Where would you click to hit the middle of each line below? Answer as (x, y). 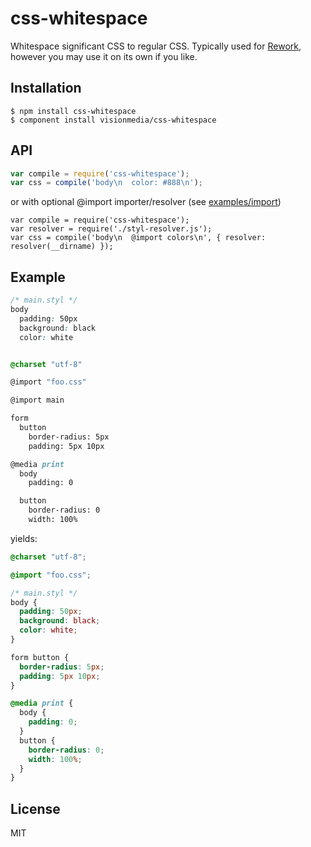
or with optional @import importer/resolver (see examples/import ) (146, 202)
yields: (24, 538)
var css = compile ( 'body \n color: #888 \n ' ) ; (106, 183)
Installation (46, 88)
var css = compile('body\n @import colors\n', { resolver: (138, 238)
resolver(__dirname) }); (62, 247)
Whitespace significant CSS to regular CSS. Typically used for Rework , (156, 46)
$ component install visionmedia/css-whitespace (113, 120)
